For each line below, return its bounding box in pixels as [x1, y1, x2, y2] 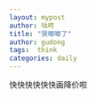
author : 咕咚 [9, 21, 55, 30]
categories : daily [9, 54, 77, 63]
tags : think [9, 46, 58, 55]
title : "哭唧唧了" [9, 29, 73, 38]
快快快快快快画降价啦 [9, 79, 87, 89]
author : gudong [9, 37, 66, 47]
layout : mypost [9, 12, 66, 22]
